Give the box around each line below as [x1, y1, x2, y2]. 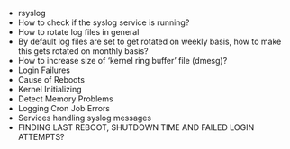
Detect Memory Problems [17, 93, 114, 104]
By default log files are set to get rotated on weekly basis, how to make [17, 36, 282, 47]
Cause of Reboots [17, 74, 86, 84]
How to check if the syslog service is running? [17, 17, 190, 28]
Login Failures [17, 65, 70, 75]
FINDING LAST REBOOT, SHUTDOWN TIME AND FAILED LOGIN [17, 122, 255, 133]
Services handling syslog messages [17, 112, 151, 123]
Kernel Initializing [17, 84, 83, 94]
